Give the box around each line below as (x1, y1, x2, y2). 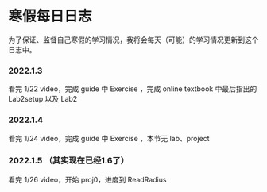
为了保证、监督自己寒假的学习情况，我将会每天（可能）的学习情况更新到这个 (8, 35, 259, 44)
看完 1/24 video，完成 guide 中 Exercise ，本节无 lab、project (8, 133, 210, 143)
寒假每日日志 (8, 7, 93, 25)
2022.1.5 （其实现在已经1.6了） (8, 156, 130, 167)
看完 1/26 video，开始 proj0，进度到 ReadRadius (8, 175, 167, 184)
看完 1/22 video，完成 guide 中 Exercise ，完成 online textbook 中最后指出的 (8, 84, 257, 94)
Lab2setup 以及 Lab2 (8, 94, 78, 104)
